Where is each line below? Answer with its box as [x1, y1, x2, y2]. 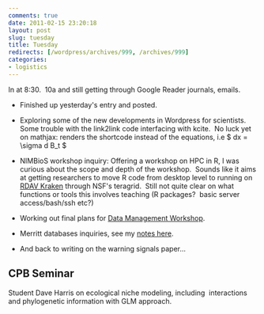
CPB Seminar [8, 267, 74, 281]
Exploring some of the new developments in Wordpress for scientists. [19, 115, 247, 125]
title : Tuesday [8, 41, 58, 49]
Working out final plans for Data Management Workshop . [19, 213, 206, 222]
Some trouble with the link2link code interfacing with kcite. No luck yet [19, 123, 251, 133]
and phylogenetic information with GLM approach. [8, 296, 172, 305]
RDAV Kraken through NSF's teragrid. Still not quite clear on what [19, 181, 235, 191]
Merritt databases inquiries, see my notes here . [19, 229, 174, 238]
